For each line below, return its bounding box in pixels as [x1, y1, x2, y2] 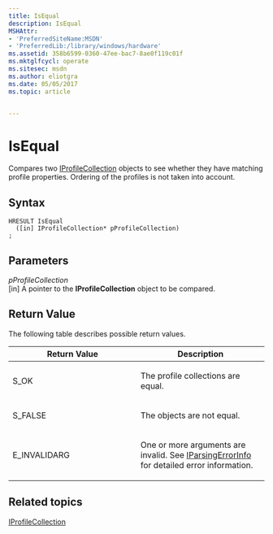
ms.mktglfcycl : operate [8, 58, 89, 66]
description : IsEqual [8, 20, 82, 28]
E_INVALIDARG [12, 449, 71, 460]
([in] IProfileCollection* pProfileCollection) [15, 224, 180, 232]
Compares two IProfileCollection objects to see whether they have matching [8, 163, 263, 173]
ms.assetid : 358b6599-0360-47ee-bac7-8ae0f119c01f [8, 50, 184, 58]
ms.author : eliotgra [8, 72, 79, 80]
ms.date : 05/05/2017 [8, 80, 79, 88]
